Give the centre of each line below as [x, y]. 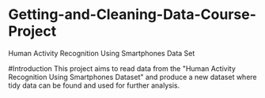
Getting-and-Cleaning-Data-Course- [132, 15]
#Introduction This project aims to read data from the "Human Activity [122, 68]
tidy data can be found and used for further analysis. [94, 85]
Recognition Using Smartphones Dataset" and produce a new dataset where [132, 77]
